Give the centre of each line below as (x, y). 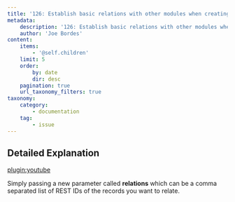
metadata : (22, 20)
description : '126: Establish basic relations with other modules (119, 27)
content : (20, 40)
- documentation (56, 112)
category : (34, 105)
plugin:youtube (29, 170)
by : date (45, 72)
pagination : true (45, 86)
